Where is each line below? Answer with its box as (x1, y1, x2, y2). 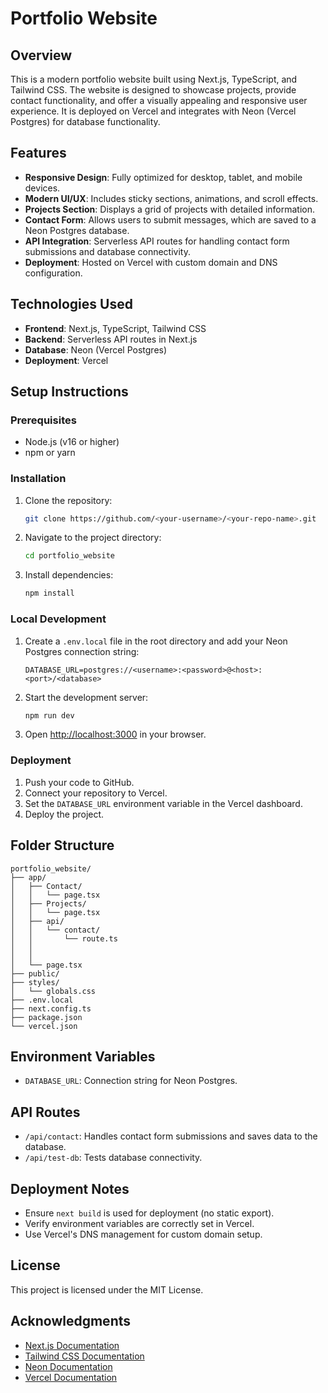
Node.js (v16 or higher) (24, 436, 120, 448)
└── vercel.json (10, 1021, 78, 1031)
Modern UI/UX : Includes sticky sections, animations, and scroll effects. (24, 192, 319, 204)
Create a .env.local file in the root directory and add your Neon (24, 635, 288, 647)
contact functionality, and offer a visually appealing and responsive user (10, 95, 308, 106)
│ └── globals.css (10, 986, 97, 996)
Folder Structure (10, 837, 115, 854)
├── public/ (10, 968, 60, 979)
